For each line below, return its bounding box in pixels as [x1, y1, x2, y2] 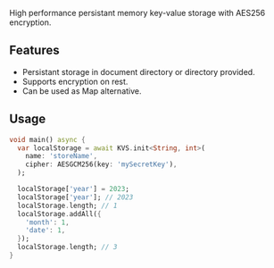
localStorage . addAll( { [17, 209, 102, 218]
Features [9, 43, 60, 58]
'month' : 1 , [25, 218, 70, 227]
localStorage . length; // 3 [17, 243, 118, 252]
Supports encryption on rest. [21, 76, 129, 87]
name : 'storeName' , [25, 152, 98, 161]
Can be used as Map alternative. [21, 85, 142, 96]
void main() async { [9, 135, 87, 144]
